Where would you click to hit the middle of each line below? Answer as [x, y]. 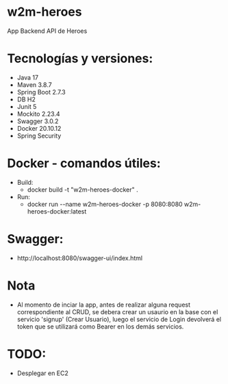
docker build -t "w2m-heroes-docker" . [83, 190]
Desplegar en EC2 [42, 373]
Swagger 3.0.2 [38, 121]
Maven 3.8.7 [35, 85]
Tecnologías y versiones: [80, 59]
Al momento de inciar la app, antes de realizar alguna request [103, 305]
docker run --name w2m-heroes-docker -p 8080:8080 [105, 204]
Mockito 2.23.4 [38, 114]
